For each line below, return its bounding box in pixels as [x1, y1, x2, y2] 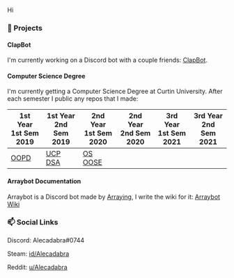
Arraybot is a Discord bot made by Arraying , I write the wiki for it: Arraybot [7, 193, 221, 201]
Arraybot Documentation [7, 177, 81, 185]
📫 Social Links [7, 218, 58, 227]
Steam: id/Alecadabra [7, 250, 70, 258]
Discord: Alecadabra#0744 [7, 236, 85, 244]
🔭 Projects [7, 23, 43, 33]
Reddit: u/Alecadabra [7, 263, 68, 271]
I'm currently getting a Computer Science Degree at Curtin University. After [7, 87, 223, 96]
